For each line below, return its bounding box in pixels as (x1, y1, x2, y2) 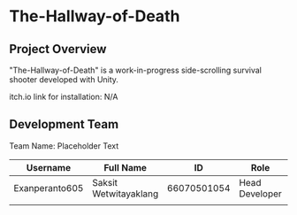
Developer (238, 188, 283, 200)
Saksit (92, 176, 118, 188)
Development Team (9, 117, 119, 132)
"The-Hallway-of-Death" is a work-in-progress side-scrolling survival (9, 65, 263, 75)
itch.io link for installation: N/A (9, 91, 118, 102)
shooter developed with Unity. (9, 74, 119, 85)
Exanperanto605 (13, 181, 84, 194)
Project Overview (9, 42, 107, 57)
